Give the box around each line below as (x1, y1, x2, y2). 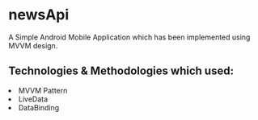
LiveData (19, 94, 49, 104)
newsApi (8, 6, 70, 24)
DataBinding (19, 102, 60, 112)
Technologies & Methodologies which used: (8, 64, 235, 78)
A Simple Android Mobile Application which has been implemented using (8, 32, 251, 42)
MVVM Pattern (19, 85, 68, 95)
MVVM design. (8, 40, 58, 50)
